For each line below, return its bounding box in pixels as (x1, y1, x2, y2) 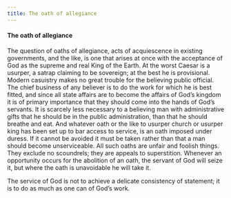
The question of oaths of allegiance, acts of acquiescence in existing (7, 46, 203, 55)
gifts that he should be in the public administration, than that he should (7, 112, 208, 120)
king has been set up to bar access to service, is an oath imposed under (7, 126, 212, 135)
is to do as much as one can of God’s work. (7, 184, 130, 192)
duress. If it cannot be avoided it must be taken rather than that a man (7, 134, 205, 142)
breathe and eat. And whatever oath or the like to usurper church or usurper (7, 120, 223, 128)
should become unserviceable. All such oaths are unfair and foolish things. (7, 142, 219, 150)
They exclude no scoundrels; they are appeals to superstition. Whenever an (7, 148, 222, 157)
